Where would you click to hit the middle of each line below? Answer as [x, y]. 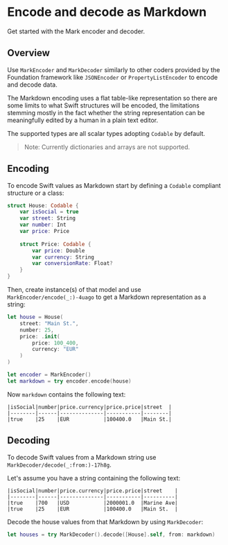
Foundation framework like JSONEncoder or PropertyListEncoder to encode [113, 77]
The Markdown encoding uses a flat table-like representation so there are [112, 98]
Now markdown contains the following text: [67, 394]
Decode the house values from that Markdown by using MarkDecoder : [105, 521]
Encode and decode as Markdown [107, 12]
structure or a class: [36, 193]
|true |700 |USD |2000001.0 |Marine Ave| [93, 503]
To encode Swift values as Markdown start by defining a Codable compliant [114, 185]
